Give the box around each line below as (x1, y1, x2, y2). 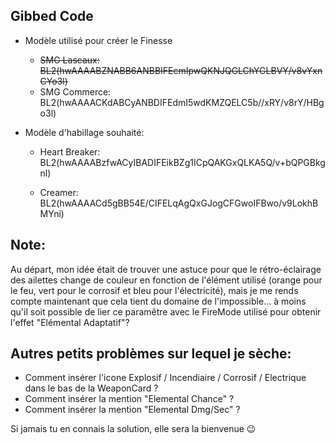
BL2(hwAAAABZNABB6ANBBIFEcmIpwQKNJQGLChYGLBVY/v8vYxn (39, 64, 323, 76)
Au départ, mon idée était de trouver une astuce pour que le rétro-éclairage (10, 263, 322, 275)
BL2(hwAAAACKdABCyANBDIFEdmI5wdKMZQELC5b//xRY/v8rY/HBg (39, 96, 325, 108)
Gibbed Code (10, 8, 94, 25)
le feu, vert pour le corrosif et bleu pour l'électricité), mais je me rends (10, 284, 299, 296)
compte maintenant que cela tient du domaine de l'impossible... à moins (10, 295, 307, 307)
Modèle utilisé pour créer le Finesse (24, 34, 173, 46)
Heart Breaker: (39, 145, 101, 158)
